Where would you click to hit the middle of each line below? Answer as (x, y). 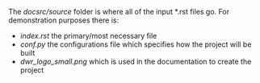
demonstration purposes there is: (64, 20)
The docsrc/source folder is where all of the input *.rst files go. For (119, 12)
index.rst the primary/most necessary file (88, 36)
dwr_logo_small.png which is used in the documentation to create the (136, 61)
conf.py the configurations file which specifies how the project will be (136, 44)
